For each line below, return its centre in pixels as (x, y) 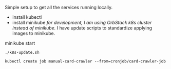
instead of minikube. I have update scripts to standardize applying (82, 28)
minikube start (20, 43)
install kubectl (27, 17)
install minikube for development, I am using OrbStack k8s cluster (82, 23)
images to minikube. (34, 33)
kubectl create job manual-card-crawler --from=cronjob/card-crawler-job (85, 61)
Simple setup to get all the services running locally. (59, 7)
